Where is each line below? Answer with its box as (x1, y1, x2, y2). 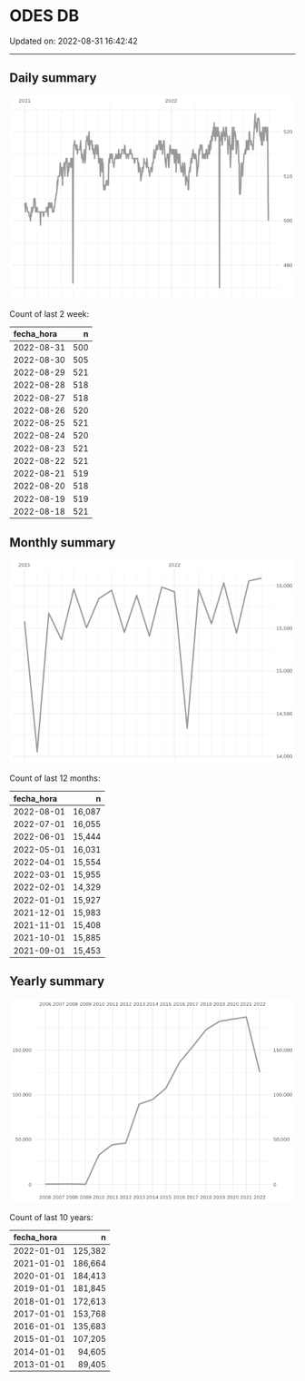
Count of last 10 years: (9, 1211, 93, 1222)
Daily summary (9, 70, 97, 86)
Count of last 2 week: (9, 308, 90, 319)
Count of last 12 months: (9, 773, 101, 784)
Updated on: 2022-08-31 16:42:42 (9, 35, 138, 46)
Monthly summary (9, 535, 116, 550)
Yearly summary (9, 973, 105, 990)
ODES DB (9, 5, 80, 26)
